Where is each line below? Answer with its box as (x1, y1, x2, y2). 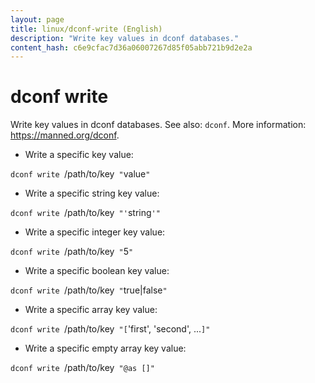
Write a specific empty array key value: (24, 342, 187, 355)
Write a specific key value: (24, 149, 134, 161)
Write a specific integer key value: (24, 226, 166, 238)
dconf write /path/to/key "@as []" (10, 362, 155, 374)
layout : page (10, 14, 65, 25)
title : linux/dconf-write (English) (10, 24, 163, 34)
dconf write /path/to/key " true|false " (10, 284, 168, 296)
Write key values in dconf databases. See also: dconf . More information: (10, 119, 307, 131)
